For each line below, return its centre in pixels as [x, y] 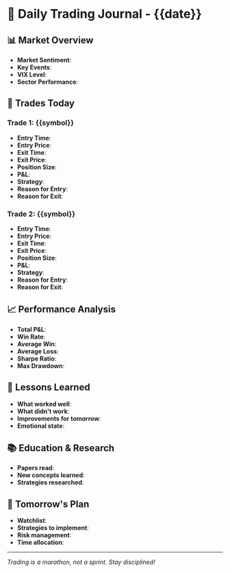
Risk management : [44, 535]
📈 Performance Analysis [62, 309]
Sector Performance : [48, 82]
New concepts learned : [51, 475]
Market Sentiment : [44, 60]
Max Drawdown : [41, 365]
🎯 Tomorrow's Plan [48, 504]
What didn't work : [43, 411]
